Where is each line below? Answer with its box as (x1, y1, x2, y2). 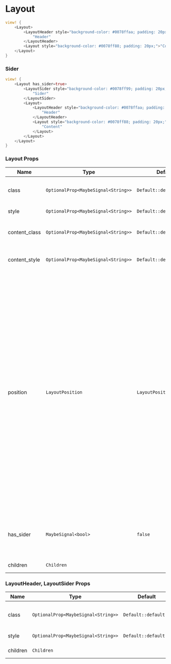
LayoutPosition (45, 389, 83, 395)
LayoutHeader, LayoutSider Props (5, 580, 91, 587)
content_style (8, 256, 40, 263)
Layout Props (5, 155, 39, 162)
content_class (8, 228, 41, 236)
